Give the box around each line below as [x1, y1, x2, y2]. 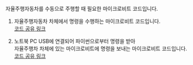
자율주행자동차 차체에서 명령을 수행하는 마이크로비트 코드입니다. [14, 18, 161, 25]
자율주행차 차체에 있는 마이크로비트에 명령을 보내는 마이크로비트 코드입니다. [14, 45, 188, 52]
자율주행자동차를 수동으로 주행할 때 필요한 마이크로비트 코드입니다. [5, 5, 158, 12]
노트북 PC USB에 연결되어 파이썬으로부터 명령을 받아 [14, 38, 136, 44]
